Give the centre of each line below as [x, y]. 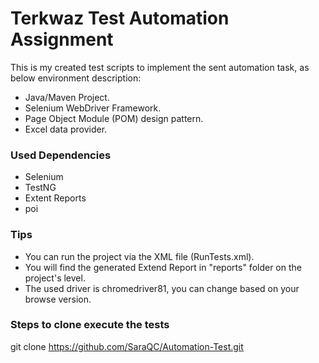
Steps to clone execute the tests [90, 325]
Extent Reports [55, 198]
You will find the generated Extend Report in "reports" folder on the [163, 267]
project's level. [55, 278]
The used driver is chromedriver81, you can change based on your [162, 288]
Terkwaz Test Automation [120, 18]
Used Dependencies [61, 155]
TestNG [40, 188]
